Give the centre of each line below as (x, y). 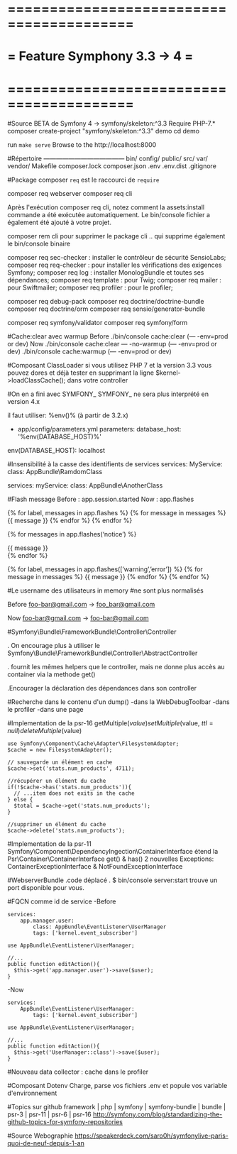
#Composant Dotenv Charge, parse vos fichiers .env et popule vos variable (117, 1086)
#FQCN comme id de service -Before (62, 901)
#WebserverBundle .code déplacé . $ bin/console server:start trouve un (112, 880)
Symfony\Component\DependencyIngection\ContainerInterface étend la (113, 852)
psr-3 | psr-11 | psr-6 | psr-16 (49, 1114)
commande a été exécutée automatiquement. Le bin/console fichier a (109, 215)
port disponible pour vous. (46, 888)
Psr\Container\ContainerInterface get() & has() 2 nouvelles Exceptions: (111, 859)
